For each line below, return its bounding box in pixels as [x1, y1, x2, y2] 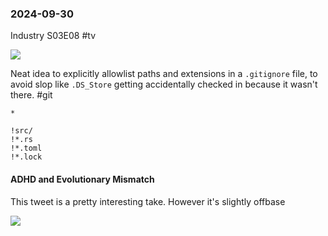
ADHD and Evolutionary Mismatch [10, 173, 155, 185]
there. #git [10, 89, 53, 101]
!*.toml [10, 143, 43, 154]
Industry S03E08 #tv [10, 30, 97, 42]
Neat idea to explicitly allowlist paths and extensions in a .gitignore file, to [10, 68, 318, 80]
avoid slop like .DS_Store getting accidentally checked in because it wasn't [10, 78, 318, 91]
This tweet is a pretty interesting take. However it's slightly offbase [10, 195, 286, 207]
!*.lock [10, 152, 43, 162]
